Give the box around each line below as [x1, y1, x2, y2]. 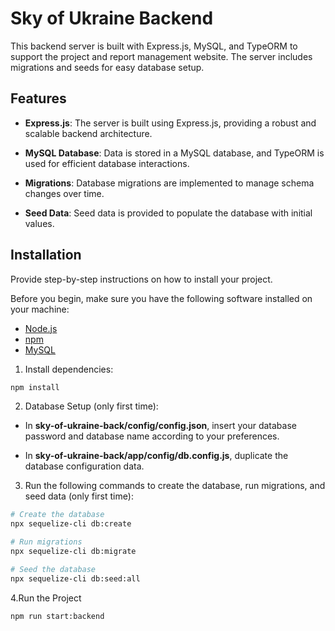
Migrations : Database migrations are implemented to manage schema [24, 177, 315, 189]
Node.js [24, 322, 58, 334]
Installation [10, 247, 82, 264]
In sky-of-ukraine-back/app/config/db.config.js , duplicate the [24, 450, 289, 462]
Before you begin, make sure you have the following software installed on [10, 292, 313, 304]
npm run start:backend [10, 611, 105, 621]
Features [10, 90, 67, 107]
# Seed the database [10, 564, 97, 574]
